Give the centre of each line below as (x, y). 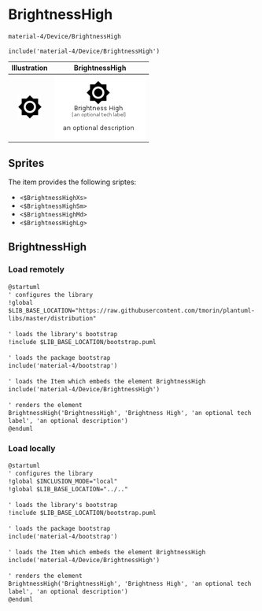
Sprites (26, 163)
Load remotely (37, 269)
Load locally (32, 448)
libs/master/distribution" (52, 318)
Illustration (30, 68)
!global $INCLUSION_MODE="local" (63, 481)
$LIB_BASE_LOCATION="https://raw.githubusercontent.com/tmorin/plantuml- (132, 310)
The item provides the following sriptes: (72, 182)
